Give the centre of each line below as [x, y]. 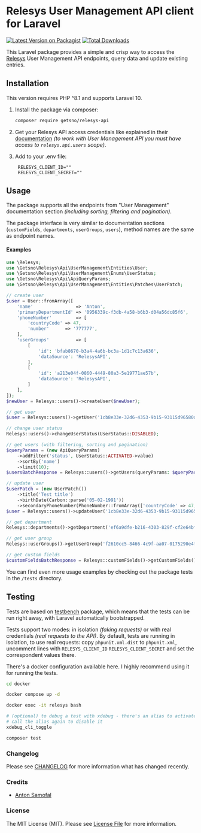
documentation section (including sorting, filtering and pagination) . [89, 211]
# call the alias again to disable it [54, 722]
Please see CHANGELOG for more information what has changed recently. [98, 767]
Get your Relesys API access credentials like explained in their [92, 132]
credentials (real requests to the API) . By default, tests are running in [91, 635]
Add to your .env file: [41, 156]
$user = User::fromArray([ [40, 301]
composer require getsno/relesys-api [62, 120]
